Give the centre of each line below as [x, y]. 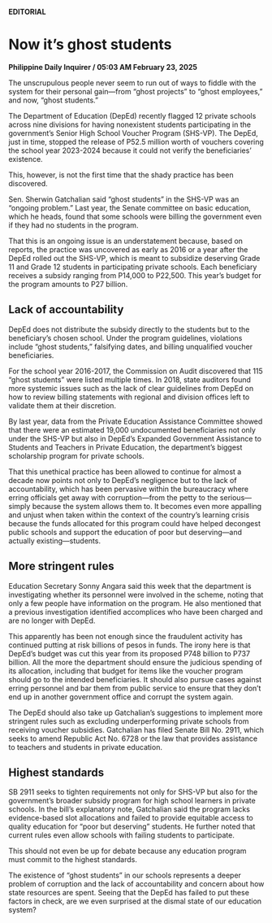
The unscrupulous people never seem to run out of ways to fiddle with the [132, 83]
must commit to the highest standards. [73, 860]
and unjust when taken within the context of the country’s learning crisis [129, 515]
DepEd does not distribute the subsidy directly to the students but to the [129, 329]
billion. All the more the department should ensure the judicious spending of [135, 662]
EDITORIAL [27, 12]
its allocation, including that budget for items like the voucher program [126, 671]
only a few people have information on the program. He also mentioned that [135, 603]
